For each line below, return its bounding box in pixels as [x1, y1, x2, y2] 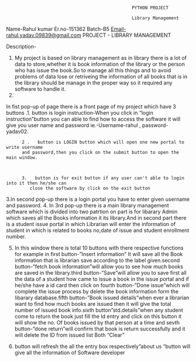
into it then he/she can [6, 180, 67, 186]
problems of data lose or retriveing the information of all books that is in [14, 73, 188, 80]
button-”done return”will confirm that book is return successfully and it [14, 325, 185, 332]
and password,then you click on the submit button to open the [21, 149, 180, 155]
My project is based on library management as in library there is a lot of [14, 54, 187, 61]
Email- [111, 26, 127, 32]
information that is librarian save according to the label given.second [14, 257, 180, 264]
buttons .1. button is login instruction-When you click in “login [6, 110, 153, 116]
